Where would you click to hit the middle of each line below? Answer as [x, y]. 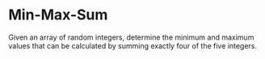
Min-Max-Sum [58, 15]
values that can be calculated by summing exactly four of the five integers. [132, 45]
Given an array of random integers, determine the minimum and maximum [131, 37]
